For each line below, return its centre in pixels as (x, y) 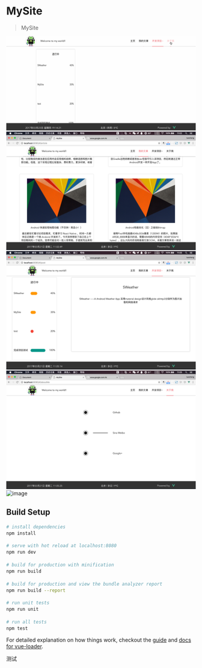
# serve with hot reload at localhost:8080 (62, 546)
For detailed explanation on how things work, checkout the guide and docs (99, 640)
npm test (17, 628)
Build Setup (28, 512)
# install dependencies (36, 527)
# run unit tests (28, 603)
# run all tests (26, 622)
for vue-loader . (25, 646)
